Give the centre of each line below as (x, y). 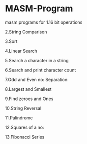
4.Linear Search (21, 51)
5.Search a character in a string (37, 60)
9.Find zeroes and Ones (29, 99)
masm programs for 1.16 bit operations (44, 22)
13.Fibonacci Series (25, 137)
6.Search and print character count (41, 70)
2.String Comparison (26, 32)
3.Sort (11, 41)
